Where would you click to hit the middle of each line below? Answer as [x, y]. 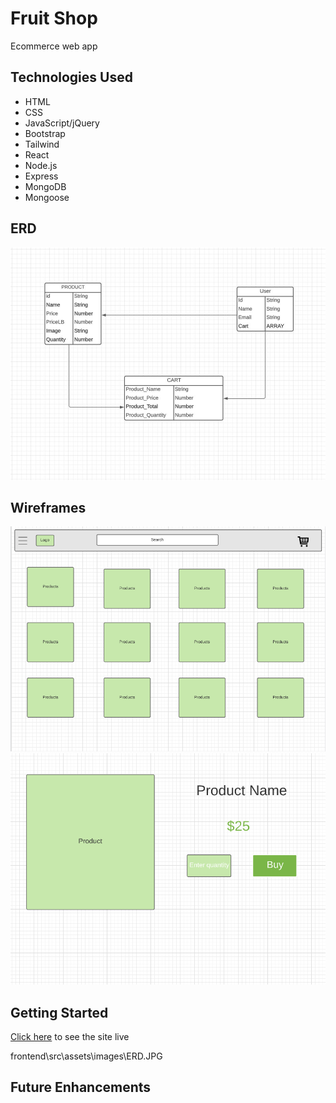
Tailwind [42, 144]
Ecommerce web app [54, 46]
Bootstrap [45, 133]
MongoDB [45, 186]
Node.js [41, 165]
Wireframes [48, 507]
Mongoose [47, 197]
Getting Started [59, 1012]
